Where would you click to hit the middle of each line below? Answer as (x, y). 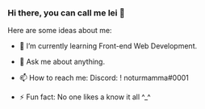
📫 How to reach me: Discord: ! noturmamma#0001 (104, 78)
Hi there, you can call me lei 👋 (67, 13)
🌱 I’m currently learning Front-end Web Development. (108, 46)
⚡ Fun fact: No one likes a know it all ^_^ (85, 97)
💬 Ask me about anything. (62, 62)
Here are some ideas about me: (60, 31)
